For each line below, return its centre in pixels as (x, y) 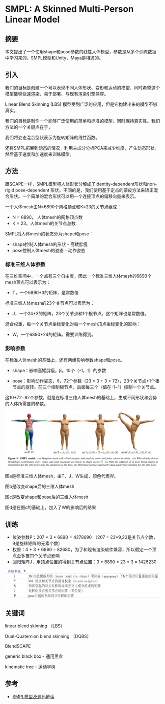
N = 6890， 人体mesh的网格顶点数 (47, 217)
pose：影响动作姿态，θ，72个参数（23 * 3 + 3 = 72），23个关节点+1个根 (86, 381)
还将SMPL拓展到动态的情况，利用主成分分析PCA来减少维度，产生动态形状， (82, 148)
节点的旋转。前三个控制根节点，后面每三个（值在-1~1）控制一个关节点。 (85, 387)
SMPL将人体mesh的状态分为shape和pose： (49, 234)
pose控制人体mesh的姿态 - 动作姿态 (49, 250)
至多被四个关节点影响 (38, 556)
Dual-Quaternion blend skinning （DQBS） (48, 636)
